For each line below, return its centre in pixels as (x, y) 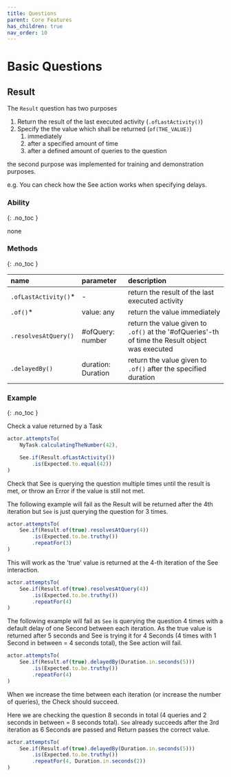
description (147, 280)
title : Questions (32, 13)
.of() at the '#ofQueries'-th (174, 332)
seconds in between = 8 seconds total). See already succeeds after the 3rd (113, 722)
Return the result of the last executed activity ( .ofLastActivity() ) (110, 122)
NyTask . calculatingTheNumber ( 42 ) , (69, 445)
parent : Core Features (40, 20)
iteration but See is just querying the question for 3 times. (88, 511)
